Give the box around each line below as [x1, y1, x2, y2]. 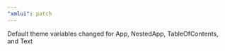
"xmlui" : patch [7, 10, 52, 17]
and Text [7, 36, 33, 45]
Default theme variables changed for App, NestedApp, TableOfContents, [7, 29, 219, 38]
